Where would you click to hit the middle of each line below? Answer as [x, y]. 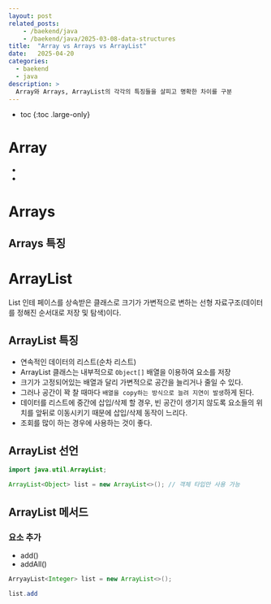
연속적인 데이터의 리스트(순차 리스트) [78, 362]
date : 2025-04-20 [41, 54]
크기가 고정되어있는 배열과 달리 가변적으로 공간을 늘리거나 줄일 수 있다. [131, 382]
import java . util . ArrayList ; [58, 470]
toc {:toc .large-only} [55, 115]
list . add [23, 593]
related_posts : [34, 24]
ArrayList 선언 [43, 451]
